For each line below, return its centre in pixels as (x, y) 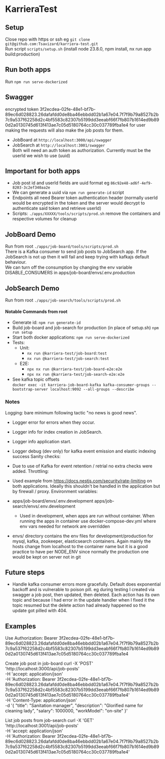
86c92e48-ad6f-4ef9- (132, 183)
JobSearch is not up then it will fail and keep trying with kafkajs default (77, 257)
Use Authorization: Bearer (31, 638)
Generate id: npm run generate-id (46, 322)
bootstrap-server (30, 390)
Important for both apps (43, 171)
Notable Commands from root (36, 311)
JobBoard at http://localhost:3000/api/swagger (62, 140)
